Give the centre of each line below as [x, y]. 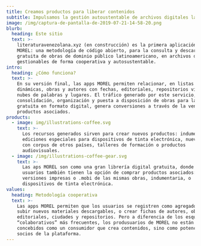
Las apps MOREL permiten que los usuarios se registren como [95, 206]
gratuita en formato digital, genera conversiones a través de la [101, 106]
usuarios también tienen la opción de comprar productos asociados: [109, 173]
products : [19, 117]
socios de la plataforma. [49, 233]
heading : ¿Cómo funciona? [44, 73]
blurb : [14, 28]
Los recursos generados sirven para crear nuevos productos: [100, 134]
